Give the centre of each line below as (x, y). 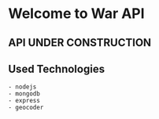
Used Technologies (56, 69)
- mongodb (24, 94)
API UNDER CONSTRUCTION (80, 43)
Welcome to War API (76, 14)
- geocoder (26, 108)
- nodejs (22, 87)
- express (24, 101)
